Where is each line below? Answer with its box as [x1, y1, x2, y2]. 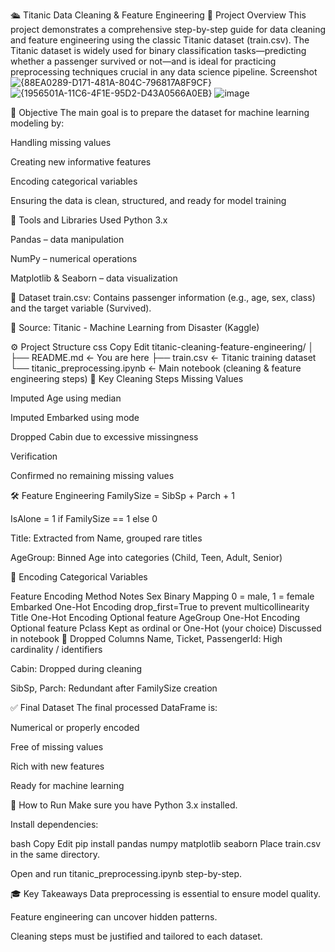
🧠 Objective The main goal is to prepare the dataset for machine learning [10, 107, 310, 118]
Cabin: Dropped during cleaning [10, 663, 143, 674]
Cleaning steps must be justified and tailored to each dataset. [10, 930, 263, 942]
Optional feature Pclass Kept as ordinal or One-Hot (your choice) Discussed [10, 622, 322, 634]
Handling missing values [10, 137, 112, 148]
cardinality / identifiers [10, 644, 103, 655]
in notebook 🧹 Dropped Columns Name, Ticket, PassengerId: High [10, 633, 283, 644]
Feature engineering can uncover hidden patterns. [10, 911, 218, 923]
